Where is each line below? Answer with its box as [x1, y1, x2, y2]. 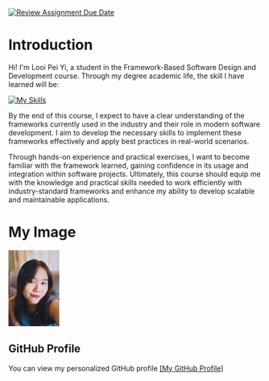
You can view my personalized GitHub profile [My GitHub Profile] [8, 363, 224, 373]
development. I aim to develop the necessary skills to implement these [8, 127, 242, 137]
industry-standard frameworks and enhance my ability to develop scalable [8, 186, 255, 196]
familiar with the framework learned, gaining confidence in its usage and [8, 160, 249, 170]
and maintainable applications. [8, 194, 110, 205]
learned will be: [8, 79, 60, 89]
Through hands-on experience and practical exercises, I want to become [8, 151, 250, 161]
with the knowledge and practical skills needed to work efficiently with [8, 177, 242, 187]
